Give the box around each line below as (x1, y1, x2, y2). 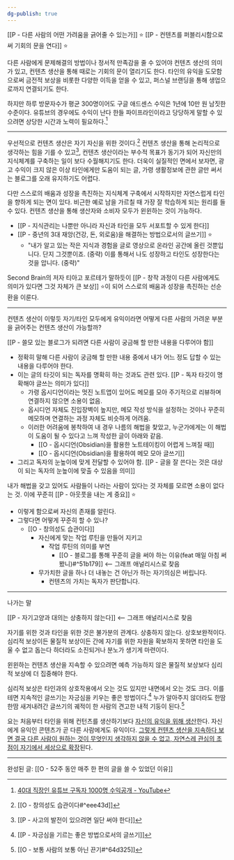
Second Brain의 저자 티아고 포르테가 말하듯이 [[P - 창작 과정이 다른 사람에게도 (7, 273, 221, 282)
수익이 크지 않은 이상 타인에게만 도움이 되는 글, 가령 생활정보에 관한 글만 (14, 165, 210, 173)
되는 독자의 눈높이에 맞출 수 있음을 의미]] (24, 466, 136, 475)
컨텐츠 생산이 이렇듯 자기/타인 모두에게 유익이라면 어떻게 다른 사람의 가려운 (7, 314, 210, 322)
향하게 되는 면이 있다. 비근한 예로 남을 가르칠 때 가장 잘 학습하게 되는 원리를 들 (14, 197, 226, 206)
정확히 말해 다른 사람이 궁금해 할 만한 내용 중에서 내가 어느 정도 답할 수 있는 (17, 352, 221, 361)
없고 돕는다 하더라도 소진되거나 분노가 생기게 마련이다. (22, 645, 169, 654)
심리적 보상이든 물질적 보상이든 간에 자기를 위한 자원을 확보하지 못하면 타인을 (7, 637, 216, 645)
